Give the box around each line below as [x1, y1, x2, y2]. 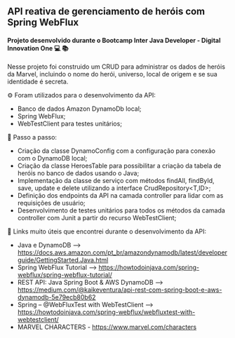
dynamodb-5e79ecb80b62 [17, 292, 96, 301]
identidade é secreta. [7, 77, 69, 86]
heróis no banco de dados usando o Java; [17, 168, 140, 177]
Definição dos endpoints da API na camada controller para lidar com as [17, 191, 224, 199]
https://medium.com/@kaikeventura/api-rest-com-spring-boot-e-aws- [17, 285, 222, 294]
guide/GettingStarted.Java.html [17, 255, 109, 264]
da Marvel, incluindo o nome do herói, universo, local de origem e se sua [7, 69, 217, 78]
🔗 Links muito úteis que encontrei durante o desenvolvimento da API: [7, 227, 207, 236]
